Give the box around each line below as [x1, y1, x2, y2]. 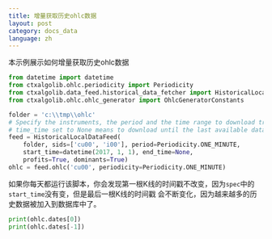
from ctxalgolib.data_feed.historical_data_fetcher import [8, 89, 212, 97]
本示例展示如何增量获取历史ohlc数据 [8, 57, 130, 67]
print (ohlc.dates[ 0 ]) [8, 215, 82, 223]
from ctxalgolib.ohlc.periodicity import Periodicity [8, 82, 194, 90]
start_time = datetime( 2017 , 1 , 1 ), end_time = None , [23, 149, 194, 157]
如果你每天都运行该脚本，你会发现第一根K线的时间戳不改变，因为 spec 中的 [8, 178, 255, 188]
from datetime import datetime [8, 73, 114, 82]
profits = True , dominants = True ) [23, 156, 129, 164]
